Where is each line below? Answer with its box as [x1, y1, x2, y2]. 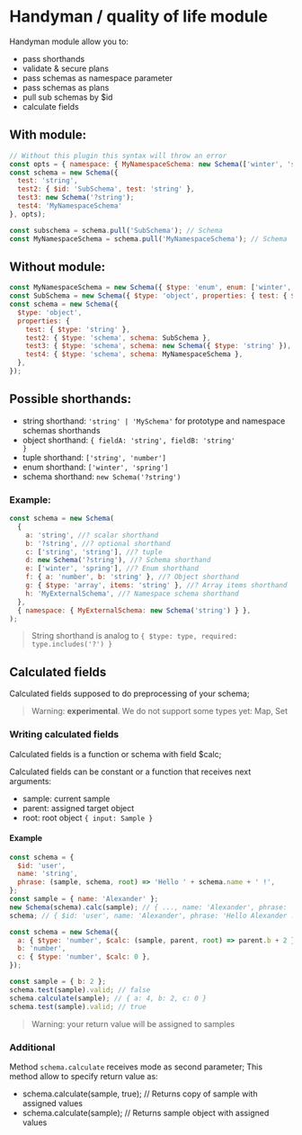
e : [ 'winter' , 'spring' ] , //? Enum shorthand [25, 564, 200, 573]
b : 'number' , [17, 944, 67, 953]
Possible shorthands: [9, 391, 132, 407]
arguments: [9, 775, 52, 786]
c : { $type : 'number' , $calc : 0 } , [17, 952, 151, 961]
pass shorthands [22, 53, 85, 64]
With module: [9, 128, 87, 143]
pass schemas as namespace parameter [22, 72, 173, 83]
